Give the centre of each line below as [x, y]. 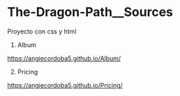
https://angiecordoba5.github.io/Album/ [64, 58]
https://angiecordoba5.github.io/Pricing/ [65, 85]
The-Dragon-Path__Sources [90, 12]
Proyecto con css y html [42, 31]
